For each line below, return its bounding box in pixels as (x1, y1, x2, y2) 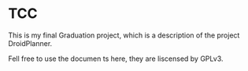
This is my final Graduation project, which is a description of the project (8, 30, 240, 40)
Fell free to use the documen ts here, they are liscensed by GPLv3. (8, 54, 224, 63)
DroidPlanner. (8, 38, 53, 48)
